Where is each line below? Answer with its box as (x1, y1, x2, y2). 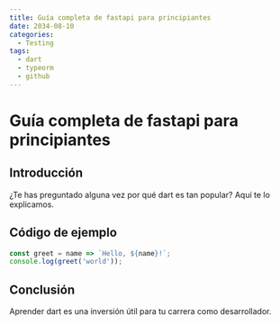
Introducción (9, 166, 84, 181)
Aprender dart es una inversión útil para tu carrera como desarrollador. (9, 306, 272, 317)
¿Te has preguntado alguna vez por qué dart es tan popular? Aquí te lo (9, 189, 270, 200)
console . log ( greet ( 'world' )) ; (9, 257, 123, 266)
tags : (9, 47, 30, 56)
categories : (9, 30, 54, 39)
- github (17, 72, 50, 81)
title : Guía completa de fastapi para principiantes (9, 13, 212, 23)
